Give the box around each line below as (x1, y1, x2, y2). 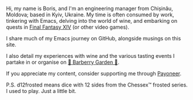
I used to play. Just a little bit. (6, 88, 77, 94)
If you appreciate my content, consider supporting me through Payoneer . (6, 70, 182, 77)
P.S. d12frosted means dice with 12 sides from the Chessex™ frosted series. (6, 81, 188, 88)
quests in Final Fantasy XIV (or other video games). (6, 23, 130, 30)
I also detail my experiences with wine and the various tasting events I (6, 53, 175, 59)
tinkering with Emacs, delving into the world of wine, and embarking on (6, 18, 177, 24)
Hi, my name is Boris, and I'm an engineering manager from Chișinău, (6, 5, 174, 12)
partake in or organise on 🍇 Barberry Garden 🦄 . (6, 58, 120, 65)
